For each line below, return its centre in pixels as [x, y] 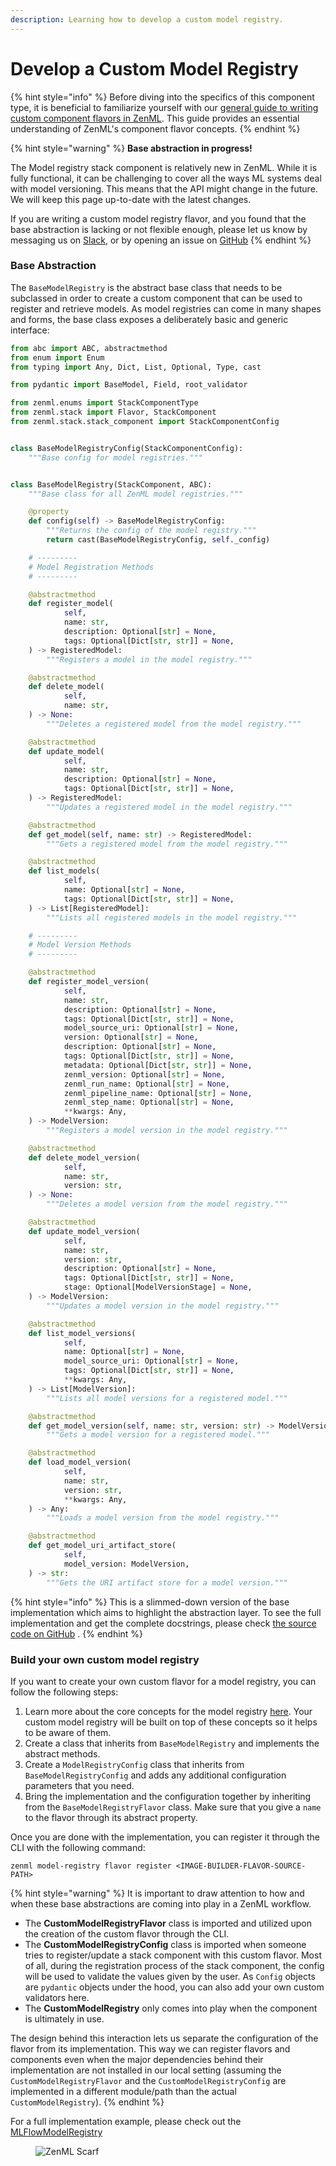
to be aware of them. [68, 1732]
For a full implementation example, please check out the [126, 2121]
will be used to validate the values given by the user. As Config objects [170, 1976]
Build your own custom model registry [105, 1659]
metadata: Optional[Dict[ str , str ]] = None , [158, 1065]
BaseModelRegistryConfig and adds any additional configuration [155, 1775]
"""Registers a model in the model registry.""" [149, 659]
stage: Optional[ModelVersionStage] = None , [158, 1287]
